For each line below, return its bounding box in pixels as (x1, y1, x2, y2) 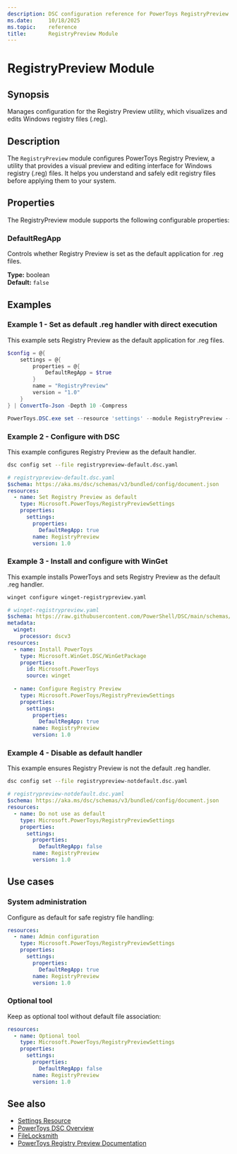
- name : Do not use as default (13, 810, 106, 817)
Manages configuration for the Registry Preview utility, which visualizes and (7, 107, 228, 116)
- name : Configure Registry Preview (13, 685, 121, 693)
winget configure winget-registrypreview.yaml (7, 594, 147, 601)
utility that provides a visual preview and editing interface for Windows (7, 162, 212, 170)
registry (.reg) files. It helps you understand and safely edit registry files (7, 169, 217, 177)
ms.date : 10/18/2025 (7, 17, 80, 24)
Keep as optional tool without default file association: (7, 1012, 162, 1020)
